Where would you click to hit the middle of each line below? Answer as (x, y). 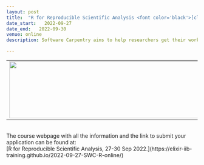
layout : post (23, 12)
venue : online (24, 35)
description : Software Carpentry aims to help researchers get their (96, 40)
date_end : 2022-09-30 (36, 29)
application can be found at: (41, 142)
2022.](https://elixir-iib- (163, 149)
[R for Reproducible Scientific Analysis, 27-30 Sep (69, 149)
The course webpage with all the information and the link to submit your (96, 136)
